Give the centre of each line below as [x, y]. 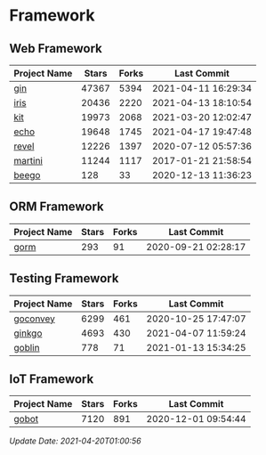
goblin [27, 347]
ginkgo [28, 333]
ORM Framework [56, 207]
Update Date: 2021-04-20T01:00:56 [75, 441]
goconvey [35, 319]
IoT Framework [52, 379]
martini [28, 161]
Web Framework [56, 49]
